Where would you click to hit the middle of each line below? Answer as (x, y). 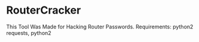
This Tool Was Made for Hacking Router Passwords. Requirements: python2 (100, 27)
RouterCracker (43, 10)
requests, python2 (29, 33)
